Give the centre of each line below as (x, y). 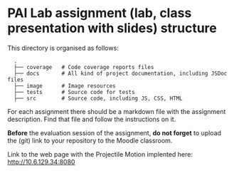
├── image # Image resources (65, 86)
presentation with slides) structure (112, 28)
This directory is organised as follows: (63, 48)
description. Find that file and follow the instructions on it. (92, 119)
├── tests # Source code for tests (74, 92)
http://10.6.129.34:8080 (41, 162)
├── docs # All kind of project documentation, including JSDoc (121, 73)
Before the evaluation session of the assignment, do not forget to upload (115, 132)
